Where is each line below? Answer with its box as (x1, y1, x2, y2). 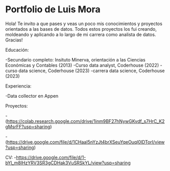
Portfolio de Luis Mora (5, 4, 101, 15)
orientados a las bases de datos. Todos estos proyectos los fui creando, (5, 26, 157, 32)
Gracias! (5, 37, 23, 43)
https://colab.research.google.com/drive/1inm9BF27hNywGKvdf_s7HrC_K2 (7, 118, 165, 124)
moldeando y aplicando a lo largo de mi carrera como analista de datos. (5, 31, 156, 37)
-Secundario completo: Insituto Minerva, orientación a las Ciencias (5, 56, 145, 62)
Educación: (5, 47, 29, 53)
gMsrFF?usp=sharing (5, 123, 51, 130)
